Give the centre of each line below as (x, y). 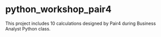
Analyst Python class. (28, 28)
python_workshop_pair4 (59, 9)
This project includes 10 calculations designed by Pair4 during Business (81, 23)
